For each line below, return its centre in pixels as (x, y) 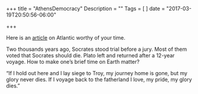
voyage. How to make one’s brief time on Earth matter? (73, 62)
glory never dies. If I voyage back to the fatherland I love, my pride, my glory (99, 80)
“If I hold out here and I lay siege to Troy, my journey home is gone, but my (97, 73)
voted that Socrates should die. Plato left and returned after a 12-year (90, 55)
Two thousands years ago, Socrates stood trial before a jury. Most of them (97, 49)
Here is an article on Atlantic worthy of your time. (66, 38)
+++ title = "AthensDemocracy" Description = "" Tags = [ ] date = (86, 9)
